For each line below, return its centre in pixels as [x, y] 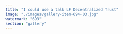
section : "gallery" [26, 24]
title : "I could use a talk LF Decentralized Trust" [62, 10]
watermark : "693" [24, 19]
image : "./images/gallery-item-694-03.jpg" [52, 14]
